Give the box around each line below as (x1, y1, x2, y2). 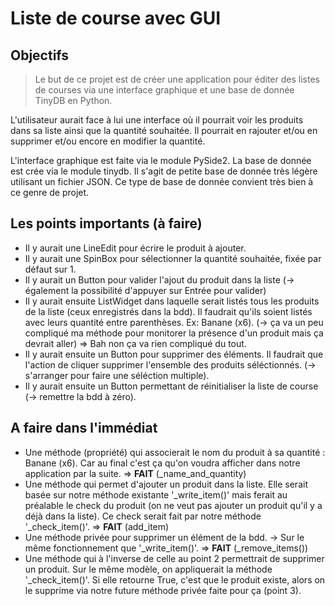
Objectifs (10, 47, 70, 64)
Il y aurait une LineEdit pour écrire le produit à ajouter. (24, 242, 247, 254)
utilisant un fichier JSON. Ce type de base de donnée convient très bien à (10, 176, 314, 187)
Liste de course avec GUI (10, 7, 222, 30)
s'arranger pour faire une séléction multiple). (24, 369, 210, 381)
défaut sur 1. (24, 263, 77, 275)
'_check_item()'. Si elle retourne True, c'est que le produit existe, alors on (24, 573, 326, 586)
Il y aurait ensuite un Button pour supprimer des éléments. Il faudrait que (24, 348, 324, 360)
